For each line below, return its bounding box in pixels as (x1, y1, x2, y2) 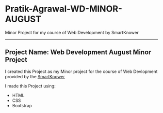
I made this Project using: (5, 83, 56, 89)
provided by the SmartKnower (5, 73, 65, 79)
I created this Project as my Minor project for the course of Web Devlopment (5, 69, 158, 74)
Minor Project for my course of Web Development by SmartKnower (5, 29, 139, 35)
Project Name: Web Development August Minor (5, 48, 151, 56)
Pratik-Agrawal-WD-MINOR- (5, 3, 123, 14)
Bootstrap (12, 102, 32, 108)
